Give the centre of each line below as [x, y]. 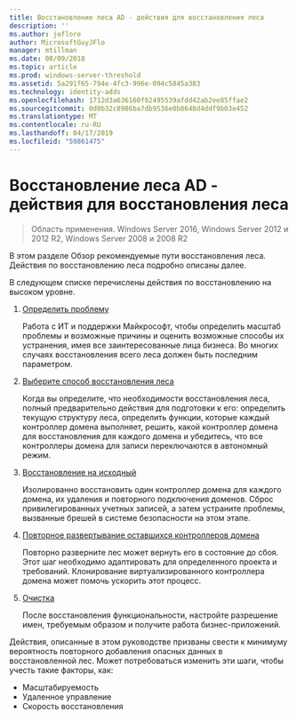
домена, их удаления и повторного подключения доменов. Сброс [148, 499]
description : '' [39, 26]
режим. [36, 455]
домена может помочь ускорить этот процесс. [112, 580]
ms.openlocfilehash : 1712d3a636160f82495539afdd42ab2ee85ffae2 [129, 100]
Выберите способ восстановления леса [98, 381]
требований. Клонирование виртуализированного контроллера [143, 571]
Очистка [38, 597]
